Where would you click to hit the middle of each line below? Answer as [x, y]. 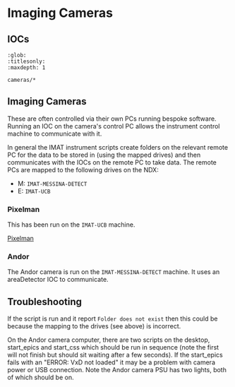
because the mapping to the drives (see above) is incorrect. [94, 326]
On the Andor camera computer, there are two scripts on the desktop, [109, 340]
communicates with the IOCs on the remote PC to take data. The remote [112, 162]
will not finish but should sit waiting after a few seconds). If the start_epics [115, 355]
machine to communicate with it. [55, 133]
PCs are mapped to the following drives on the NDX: [83, 169]
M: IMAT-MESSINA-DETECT [52, 183]
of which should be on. [41, 377]
